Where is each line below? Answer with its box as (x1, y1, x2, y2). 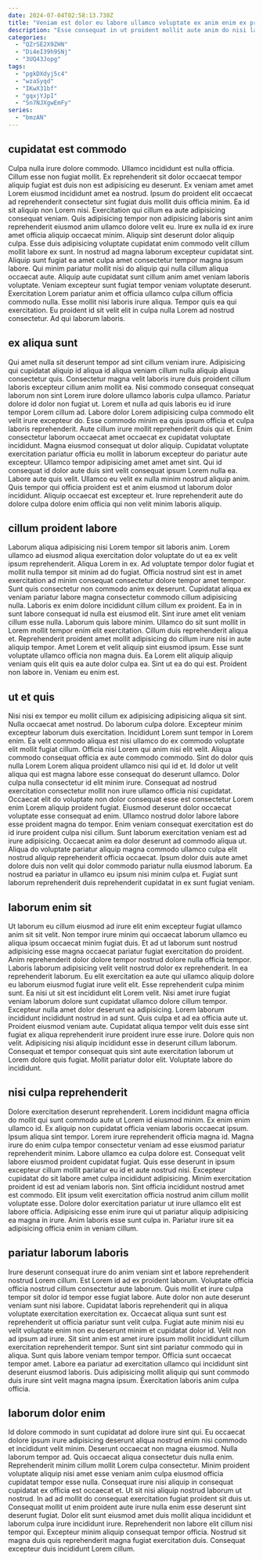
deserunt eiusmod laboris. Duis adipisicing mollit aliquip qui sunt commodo (8, 1367, 250, 1377)
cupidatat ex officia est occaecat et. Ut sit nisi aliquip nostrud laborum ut (8, 1486, 243, 1495)
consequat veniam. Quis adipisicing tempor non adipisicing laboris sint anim (8, 213, 253, 223)
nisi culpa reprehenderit (8, 1086, 128, 1100)
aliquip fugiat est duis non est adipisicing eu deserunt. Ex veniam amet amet (8, 180, 254, 189)
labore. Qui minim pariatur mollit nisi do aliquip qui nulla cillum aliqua (8, 264, 229, 273)
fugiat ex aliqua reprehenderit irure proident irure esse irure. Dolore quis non (8, 1030, 254, 1039)
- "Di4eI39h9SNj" (15, 48, 72, 56)
